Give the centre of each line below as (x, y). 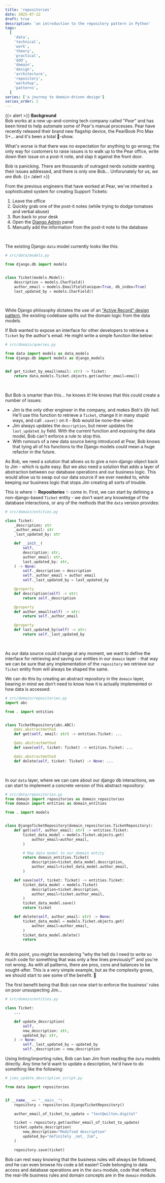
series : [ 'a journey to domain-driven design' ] (55, 97)
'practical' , (27, 56)
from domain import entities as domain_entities (56, 804)
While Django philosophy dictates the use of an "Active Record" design (77, 310)
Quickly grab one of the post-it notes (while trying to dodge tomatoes (83, 206)
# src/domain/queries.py (31, 345)
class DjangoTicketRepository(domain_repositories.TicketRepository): (79, 826)
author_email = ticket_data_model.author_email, (80, 867)
